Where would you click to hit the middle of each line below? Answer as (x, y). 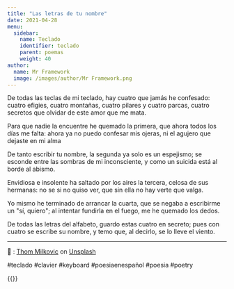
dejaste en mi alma (34, 141)
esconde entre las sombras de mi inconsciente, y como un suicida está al (112, 162)
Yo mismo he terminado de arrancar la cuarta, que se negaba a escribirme (114, 204)
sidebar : (26, 33)
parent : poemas (42, 53)
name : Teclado (40, 40)
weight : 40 (36, 59)
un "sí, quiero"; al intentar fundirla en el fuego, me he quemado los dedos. (114, 211)
